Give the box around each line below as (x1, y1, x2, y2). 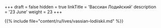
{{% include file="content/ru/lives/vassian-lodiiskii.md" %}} (4, 19, 124, 24)
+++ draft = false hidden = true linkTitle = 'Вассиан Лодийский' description (4, 4, 156, 9)
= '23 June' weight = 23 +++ (4, 9, 63, 15)
